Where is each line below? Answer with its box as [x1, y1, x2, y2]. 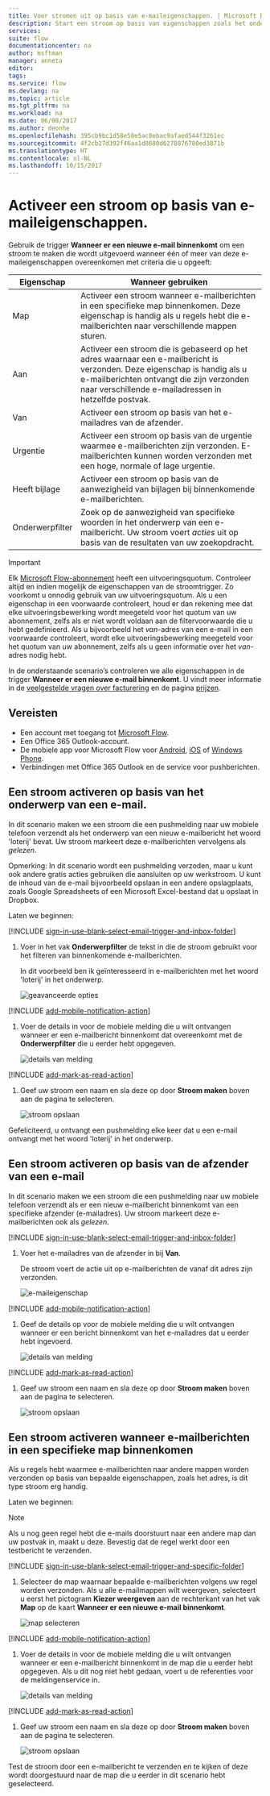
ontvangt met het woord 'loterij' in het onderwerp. [8, 1133, 174, 1143]
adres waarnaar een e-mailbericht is [80, 354, 219, 365]
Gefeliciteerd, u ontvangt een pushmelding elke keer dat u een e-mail [8, 1125, 238, 1135]
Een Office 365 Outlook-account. [19, 736, 130, 746]
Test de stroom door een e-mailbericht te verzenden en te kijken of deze [8, 1762, 248, 1772]
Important [8, 558, 41, 567]
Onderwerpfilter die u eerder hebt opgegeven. [19, 1038, 176, 1048]
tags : [8, 72, 27, 80]
